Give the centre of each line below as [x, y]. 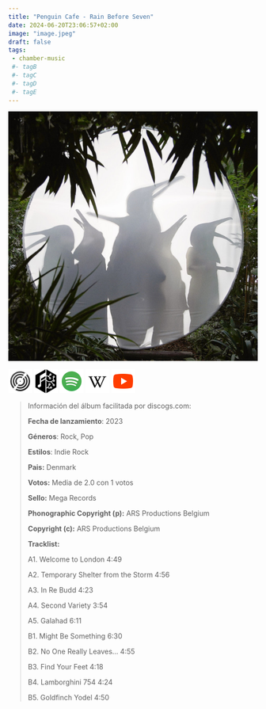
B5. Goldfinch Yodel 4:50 [68, 697]
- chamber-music [38, 59]
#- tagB [24, 67]
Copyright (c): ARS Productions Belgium [94, 528]
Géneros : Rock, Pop [61, 436]
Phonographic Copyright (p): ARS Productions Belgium [118, 513]
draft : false [30, 42]
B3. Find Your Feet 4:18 [65, 666]
